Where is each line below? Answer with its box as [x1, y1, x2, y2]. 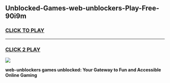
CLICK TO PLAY [5, 27, 45, 34]
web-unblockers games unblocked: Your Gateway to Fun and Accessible [5, 66, 161, 72]
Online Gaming [5, 72, 37, 78]
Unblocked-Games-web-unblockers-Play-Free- [5, 4, 159, 13]
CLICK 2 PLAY [5, 46, 40, 53]
